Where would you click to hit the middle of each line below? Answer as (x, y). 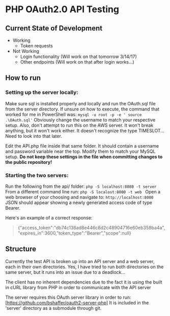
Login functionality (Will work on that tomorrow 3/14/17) (79, 56)
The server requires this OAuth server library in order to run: (68, 297)
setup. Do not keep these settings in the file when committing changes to (84, 157)
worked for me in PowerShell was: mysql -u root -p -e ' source (74, 114)
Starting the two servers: (37, 175)
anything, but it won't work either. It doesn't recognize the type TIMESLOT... (85, 130)
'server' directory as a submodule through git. (53, 308)
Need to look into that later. (34, 136)
